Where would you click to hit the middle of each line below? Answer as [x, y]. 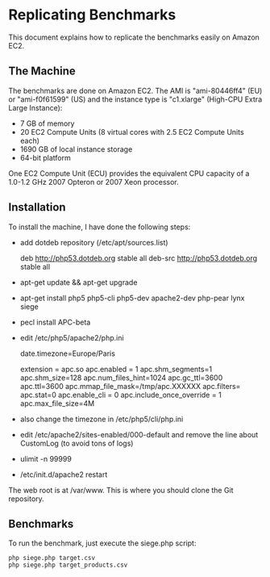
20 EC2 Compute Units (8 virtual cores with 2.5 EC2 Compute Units [132, 132]
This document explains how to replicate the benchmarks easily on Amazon [134, 37]
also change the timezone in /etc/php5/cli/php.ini [102, 419]
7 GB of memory [47, 123]
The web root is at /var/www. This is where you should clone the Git [121, 490]
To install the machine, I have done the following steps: [100, 227]
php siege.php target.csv [52, 558]
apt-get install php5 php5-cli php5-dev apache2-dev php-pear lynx [132, 298]
